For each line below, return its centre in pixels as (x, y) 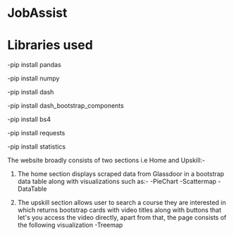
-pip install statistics (36, 147)
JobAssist (37, 13)
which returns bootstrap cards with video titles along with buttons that (119, 210)
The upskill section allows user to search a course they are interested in (122, 203)
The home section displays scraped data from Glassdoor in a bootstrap (121, 174)
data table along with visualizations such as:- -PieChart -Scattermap (117, 182)
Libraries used (50, 45)
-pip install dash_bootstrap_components (66, 106)
